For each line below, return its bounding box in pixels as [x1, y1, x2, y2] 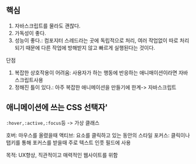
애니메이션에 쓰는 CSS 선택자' [6, 102, 108, 112]
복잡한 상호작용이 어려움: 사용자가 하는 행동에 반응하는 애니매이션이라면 [14, 69, 177, 76]
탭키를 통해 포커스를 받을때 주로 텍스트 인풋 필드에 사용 [6, 139, 131, 146]
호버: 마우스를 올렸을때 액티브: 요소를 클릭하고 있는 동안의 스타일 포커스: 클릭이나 [6, 131, 190, 139]
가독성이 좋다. [14, 29, 47, 36]
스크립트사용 [14, 76, 44, 83]
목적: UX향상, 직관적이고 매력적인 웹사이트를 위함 [6, 151, 118, 158]
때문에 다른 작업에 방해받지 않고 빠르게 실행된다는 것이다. [25, 44, 156, 51]
